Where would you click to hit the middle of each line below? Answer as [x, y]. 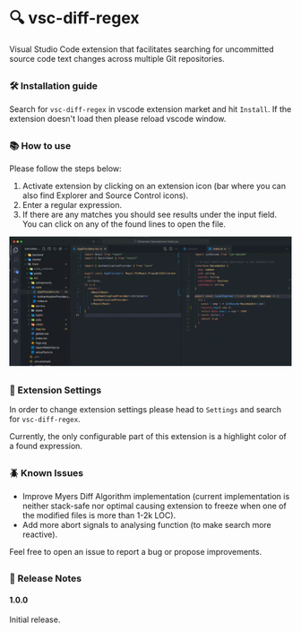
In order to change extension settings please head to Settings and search [146, 410]
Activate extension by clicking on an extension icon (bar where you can [154, 186]
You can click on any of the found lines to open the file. [124, 224]
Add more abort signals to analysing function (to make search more [146, 524]
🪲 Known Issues [46, 473]
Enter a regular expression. [72, 205]
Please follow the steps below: [66, 169]
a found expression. [46, 446]
